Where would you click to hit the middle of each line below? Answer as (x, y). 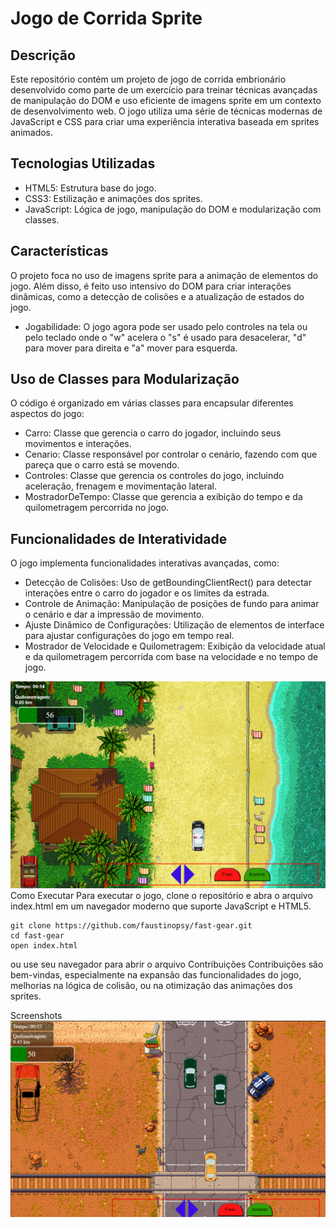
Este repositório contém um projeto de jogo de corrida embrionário (148, 79)
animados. (32, 132)
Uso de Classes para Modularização (125, 379)
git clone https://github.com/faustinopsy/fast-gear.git (131, 925)
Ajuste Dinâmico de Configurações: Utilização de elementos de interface (174, 625)
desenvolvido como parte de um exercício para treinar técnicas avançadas (164, 90)
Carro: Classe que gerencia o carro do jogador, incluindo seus (153, 433)
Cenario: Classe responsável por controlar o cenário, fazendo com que (171, 454)
